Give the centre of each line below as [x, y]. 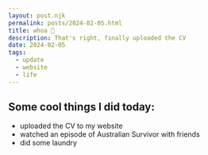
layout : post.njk [37, 15]
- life [26, 75]
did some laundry [48, 143]
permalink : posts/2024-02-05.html [65, 23]
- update [30, 60]
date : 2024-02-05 [37, 45]
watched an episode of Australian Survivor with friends [110, 134]
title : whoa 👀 [32, 30]
